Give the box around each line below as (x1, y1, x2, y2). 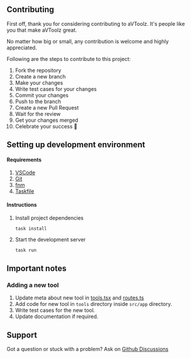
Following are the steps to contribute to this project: (6, 55, 131, 62)
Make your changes (15, 79, 63, 86)
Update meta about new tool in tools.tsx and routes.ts (15, 294, 144, 301)
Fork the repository (15, 67, 62, 74)
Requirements (6, 156, 42, 163)
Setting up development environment (6, 140, 145, 150)
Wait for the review (15, 110, 61, 117)
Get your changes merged (15, 117, 78, 124)
